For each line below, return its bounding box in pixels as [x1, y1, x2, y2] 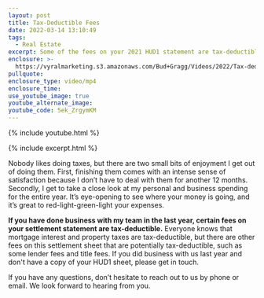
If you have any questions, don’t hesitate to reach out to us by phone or [8, 273, 240, 281]
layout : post [8, 11, 51, 20]
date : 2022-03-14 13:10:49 [8, 26, 97, 34]
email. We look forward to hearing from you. [8, 281, 151, 290]
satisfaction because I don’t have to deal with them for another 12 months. [8, 175, 248, 185]
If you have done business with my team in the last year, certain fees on [8, 215, 247, 225]
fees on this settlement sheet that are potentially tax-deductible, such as [8, 241, 243, 250]
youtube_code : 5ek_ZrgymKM [8, 107, 97, 115]
